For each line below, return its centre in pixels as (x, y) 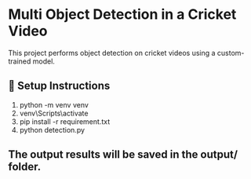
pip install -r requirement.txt (65, 121)
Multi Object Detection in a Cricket (122, 15)
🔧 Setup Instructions (59, 86)
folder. (25, 167)
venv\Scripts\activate (54, 113)
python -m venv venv (54, 104)
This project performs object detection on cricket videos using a (112, 53)
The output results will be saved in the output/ (123, 155)
